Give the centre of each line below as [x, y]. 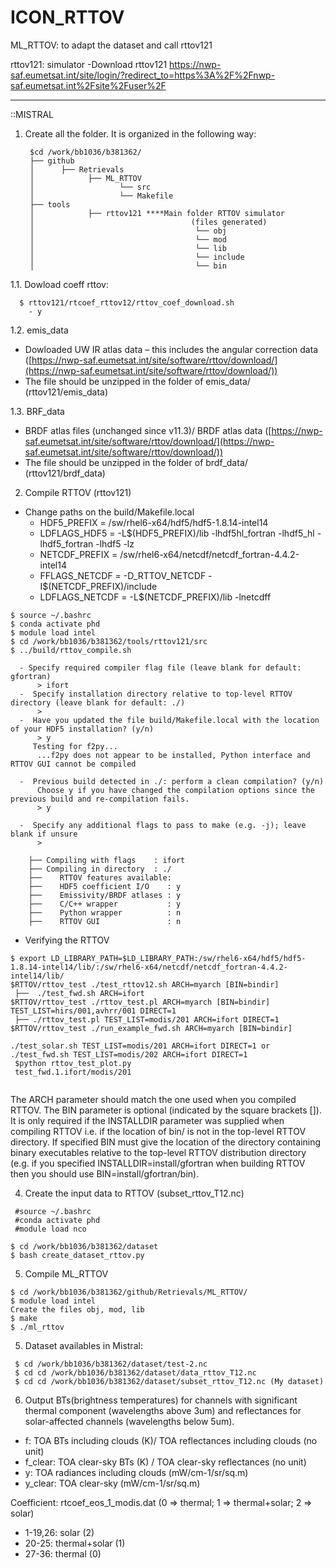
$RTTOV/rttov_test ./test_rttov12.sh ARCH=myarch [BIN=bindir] [145, 984]
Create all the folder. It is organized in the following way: [140, 133]
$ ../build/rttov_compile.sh [71, 650]
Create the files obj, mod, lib [77, 1309]
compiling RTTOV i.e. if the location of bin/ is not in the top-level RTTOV [158, 1131]
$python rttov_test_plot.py [73, 1063]
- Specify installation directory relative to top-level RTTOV [156, 694]
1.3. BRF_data [37, 411]
